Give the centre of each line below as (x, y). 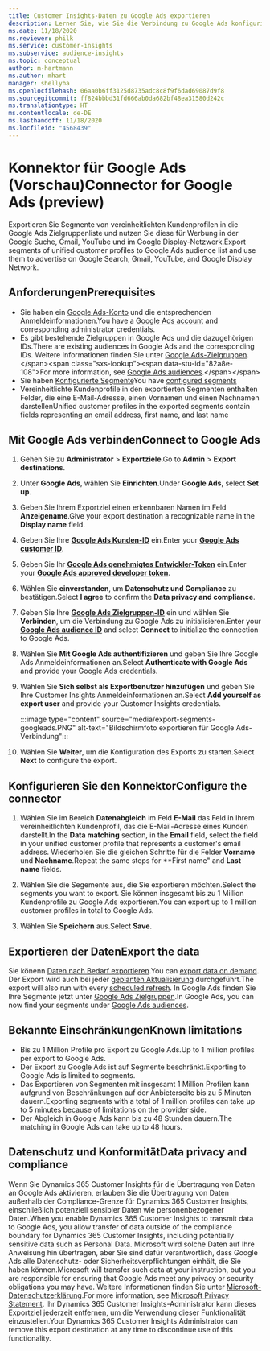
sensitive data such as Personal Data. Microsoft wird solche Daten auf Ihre (131, 1244)
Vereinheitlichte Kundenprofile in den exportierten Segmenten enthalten (139, 389)
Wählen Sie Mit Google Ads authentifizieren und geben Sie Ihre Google (139, 654)
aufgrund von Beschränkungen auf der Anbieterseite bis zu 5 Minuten (135, 1093)
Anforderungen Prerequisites (82, 293)
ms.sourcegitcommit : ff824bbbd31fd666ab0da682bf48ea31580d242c (117, 98)
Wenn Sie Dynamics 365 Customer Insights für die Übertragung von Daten (132, 1184)
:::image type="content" (60, 719)
